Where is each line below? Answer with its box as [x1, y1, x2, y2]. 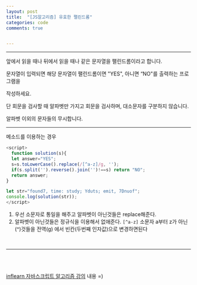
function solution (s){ [11, 151, 67, 157]
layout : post [6, 8, 38, 15]
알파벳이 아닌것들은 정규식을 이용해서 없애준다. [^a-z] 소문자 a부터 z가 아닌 [14, 218, 188, 225]
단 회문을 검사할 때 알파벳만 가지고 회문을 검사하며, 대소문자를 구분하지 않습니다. [6, 102, 189, 110]
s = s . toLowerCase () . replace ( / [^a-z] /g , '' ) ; [11, 161, 120, 167]
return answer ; [11, 172, 49, 178]
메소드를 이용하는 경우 [6, 133, 57, 140]
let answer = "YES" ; [11, 156, 57, 162]
